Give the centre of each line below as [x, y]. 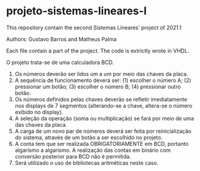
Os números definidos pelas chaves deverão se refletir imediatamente [101, 99]
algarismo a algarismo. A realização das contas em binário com [93, 150]
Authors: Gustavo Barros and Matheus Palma [61, 39]
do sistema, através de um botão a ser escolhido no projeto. [89, 137]
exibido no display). [39, 112]
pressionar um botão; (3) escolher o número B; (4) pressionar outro [98, 86]
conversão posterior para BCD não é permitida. [73, 156]
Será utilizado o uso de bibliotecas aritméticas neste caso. [87, 163]
